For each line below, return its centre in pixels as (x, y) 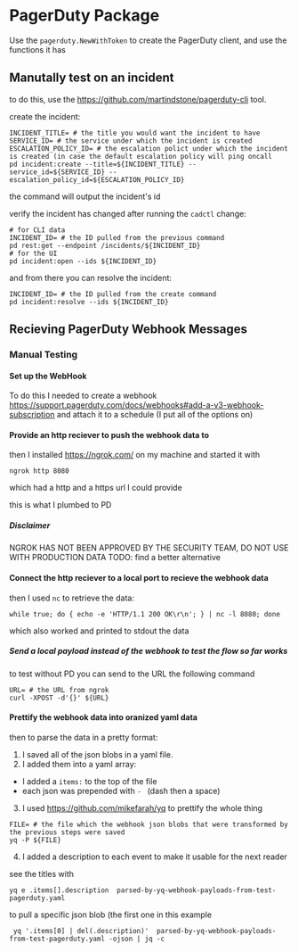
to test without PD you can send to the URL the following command (132, 674)
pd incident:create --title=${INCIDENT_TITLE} (97, 164)
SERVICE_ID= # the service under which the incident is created (131, 141)
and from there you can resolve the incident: (90, 277)
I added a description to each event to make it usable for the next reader (154, 857)
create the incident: (45, 116)
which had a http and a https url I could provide (96, 488)
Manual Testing (44, 355)
